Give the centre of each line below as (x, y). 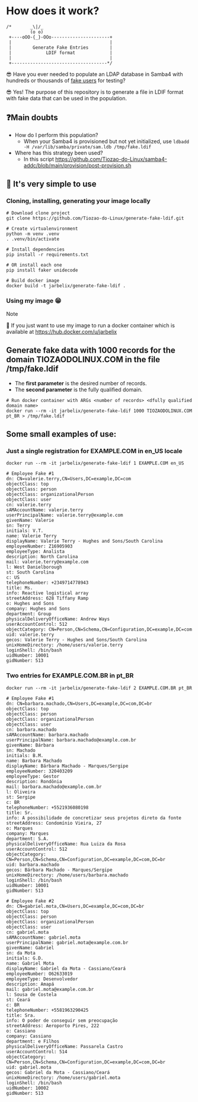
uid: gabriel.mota (29, 1067)
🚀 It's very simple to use (51, 184)
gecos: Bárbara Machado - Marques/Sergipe (59, 870)
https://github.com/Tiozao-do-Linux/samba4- (111, 159)
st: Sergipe (21, 797)
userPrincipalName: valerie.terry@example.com (65, 515)
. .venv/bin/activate (33, 239)
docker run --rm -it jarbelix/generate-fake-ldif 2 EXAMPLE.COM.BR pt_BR (99, 688)
